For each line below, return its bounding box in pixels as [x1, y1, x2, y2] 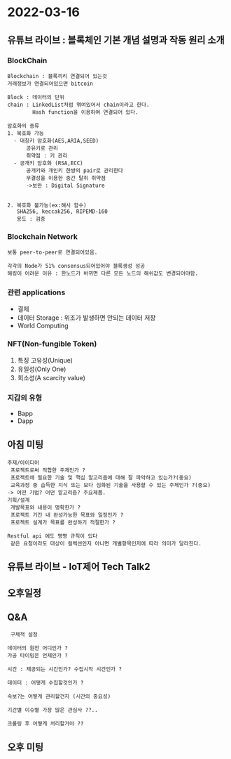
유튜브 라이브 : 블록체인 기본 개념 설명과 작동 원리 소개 [7, 34, 225, 46]
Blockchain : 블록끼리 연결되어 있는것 [7, 72, 107, 79]
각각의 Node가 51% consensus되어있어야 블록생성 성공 [7, 263, 146, 270]
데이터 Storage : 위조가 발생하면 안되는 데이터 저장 [17, 313, 156, 322]
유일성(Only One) [17, 365, 66, 373]
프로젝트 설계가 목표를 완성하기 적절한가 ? [10, 519, 116, 526]
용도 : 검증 [16, 215, 45, 222]
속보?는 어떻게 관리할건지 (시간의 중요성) [7, 693, 111, 700]
